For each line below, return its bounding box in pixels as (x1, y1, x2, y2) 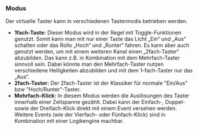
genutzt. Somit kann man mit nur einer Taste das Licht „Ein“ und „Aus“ (14, 36, 186, 43)
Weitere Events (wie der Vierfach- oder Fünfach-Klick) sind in (14, 111, 166, 118)
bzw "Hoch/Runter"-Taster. (14, 86, 81, 93)
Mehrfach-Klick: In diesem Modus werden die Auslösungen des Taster (14, 92, 190, 99)
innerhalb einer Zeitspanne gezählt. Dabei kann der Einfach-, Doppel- (14, 99, 185, 106)
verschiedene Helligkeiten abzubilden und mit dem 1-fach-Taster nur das (14, 67, 193, 74)
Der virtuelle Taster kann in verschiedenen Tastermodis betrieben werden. (5, 18, 188, 25)
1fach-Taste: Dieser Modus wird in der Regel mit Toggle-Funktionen (14, 29, 182, 36)
